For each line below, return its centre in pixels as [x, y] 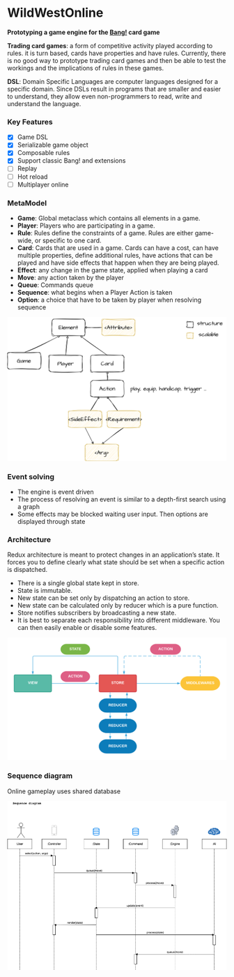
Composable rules [44, 153]
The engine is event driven [55, 492]
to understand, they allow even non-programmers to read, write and [105, 96]
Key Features [30, 122]
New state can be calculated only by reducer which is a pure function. [118, 605]
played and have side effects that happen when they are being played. [118, 263]
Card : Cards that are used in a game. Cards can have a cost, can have [118, 248]
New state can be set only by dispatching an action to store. [103, 598]
